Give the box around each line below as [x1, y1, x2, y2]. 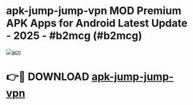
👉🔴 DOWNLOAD [6, 70, 89, 83]
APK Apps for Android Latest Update [6, 16, 188, 30]
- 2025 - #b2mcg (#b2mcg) [6, 29, 142, 42]
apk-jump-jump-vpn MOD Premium [6, 4, 181, 18]
